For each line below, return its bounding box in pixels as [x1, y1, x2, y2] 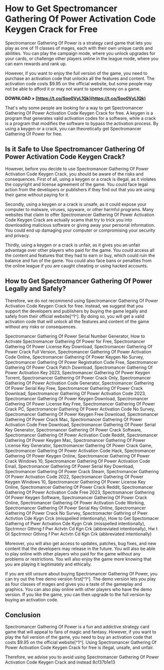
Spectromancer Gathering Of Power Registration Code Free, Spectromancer [5, 359, 158, 365]
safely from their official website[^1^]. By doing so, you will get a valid [5, 313, 145, 319]
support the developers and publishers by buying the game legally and [5, 308, 147, 314]
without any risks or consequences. [5, 324, 77, 330]
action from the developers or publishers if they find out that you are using [5, 187, 155, 192]
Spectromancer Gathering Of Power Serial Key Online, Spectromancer [5, 505, 146, 511]
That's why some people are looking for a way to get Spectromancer [5, 105, 143, 111]
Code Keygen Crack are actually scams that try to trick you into [5, 216, 133, 223]
